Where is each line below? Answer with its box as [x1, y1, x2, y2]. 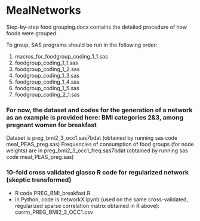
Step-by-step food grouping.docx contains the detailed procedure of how [6, 23, 187, 30]
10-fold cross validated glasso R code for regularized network [6, 168, 189, 177]
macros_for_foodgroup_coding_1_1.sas [14, 53, 109, 60]
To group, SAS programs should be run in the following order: [6, 41, 158, 48]
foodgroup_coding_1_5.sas [14, 84, 79, 91]
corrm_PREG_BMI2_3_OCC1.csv [14, 208, 94, 216]
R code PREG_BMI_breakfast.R [14, 189, 91, 197]
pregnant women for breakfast [6, 121, 97, 129]
